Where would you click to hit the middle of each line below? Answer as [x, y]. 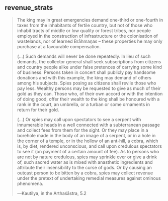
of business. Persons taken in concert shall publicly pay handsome [86, 72]
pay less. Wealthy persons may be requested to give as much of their [89, 88]
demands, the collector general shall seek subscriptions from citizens [89, 61]
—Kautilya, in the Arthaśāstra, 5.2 [52, 193]
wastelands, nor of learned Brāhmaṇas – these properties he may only [90, 41]
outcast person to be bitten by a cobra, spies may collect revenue [85, 173]
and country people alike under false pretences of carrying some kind [89, 67]
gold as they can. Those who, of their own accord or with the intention [90, 93]
